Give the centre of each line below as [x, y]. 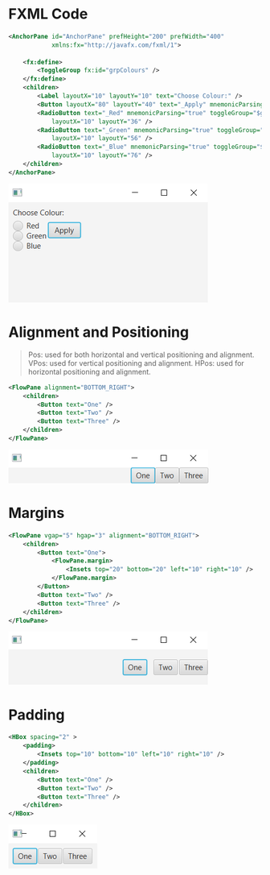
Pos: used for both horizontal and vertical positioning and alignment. [141, 355]
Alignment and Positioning [99, 332]
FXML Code [48, 14]
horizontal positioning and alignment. [89, 371]
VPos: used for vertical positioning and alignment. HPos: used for [136, 363]
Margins [37, 513]
